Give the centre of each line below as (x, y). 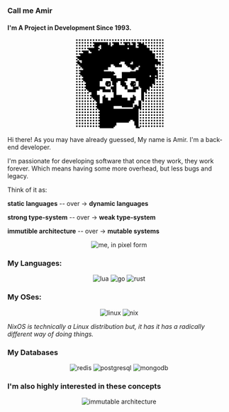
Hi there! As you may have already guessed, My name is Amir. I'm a (106, 140)
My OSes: (24, 297)
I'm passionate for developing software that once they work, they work (111, 161)
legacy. (18, 176)
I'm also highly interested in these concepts (84, 386)
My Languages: (35, 264)
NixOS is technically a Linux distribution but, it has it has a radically (106, 326)
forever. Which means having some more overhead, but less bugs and (110, 168)
